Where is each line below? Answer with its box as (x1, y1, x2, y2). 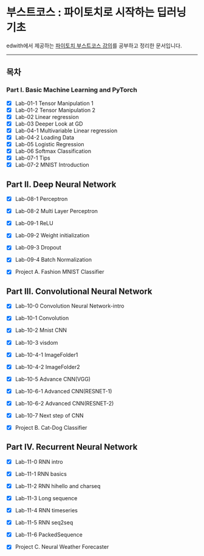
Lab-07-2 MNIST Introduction (15, 161, 89, 169)
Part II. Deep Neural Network (6, 179, 117, 189)
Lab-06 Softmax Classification (15, 147, 92, 155)
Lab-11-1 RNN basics (15, 470, 67, 477)
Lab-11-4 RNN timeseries (15, 507, 78, 514)
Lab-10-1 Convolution (15, 314, 69, 322)
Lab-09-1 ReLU (15, 220, 53, 227)
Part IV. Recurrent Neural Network (6, 442, 138, 452)
